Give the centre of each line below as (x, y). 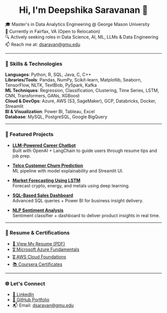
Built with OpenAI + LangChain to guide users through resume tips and (85, 151)
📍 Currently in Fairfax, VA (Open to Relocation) (53, 31)
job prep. (22, 156)
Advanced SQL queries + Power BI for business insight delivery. (78, 200)
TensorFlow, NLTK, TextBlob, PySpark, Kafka (51, 85)
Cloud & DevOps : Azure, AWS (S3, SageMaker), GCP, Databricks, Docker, (81, 101)
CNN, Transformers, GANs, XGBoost (42, 96)
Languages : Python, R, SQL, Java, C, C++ (48, 75)
